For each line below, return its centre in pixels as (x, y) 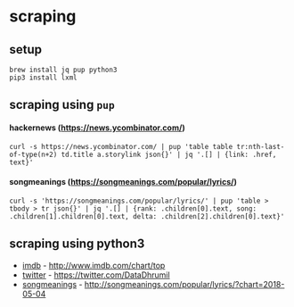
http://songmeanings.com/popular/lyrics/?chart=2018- (184, 284)
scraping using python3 (77, 244)
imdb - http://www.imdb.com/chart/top (94, 265)
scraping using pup (62, 105)
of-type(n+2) (33, 154)
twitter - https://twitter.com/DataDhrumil (96, 275)
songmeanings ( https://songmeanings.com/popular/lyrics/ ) (123, 182)
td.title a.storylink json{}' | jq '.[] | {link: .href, (169, 154)
